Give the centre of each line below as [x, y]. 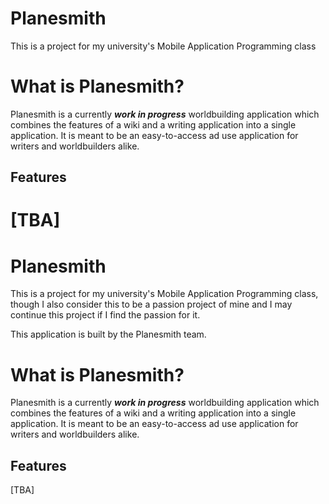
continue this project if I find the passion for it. [105, 315]
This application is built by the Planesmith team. [108, 334]
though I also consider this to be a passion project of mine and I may [151, 304]
